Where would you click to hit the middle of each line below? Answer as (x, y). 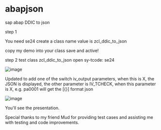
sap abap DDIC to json (27, 22)
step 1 (11, 32)
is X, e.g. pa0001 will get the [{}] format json (49, 89)
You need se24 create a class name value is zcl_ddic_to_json (66, 41)
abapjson (24, 9)
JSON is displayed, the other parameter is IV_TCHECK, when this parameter (80, 84)
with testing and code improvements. (42, 122)
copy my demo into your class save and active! (52, 50)
